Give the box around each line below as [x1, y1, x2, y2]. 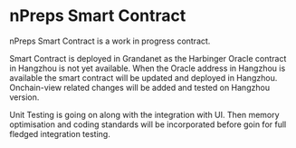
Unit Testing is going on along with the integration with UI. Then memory [9, 109, 280, 120]
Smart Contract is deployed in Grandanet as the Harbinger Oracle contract [9, 53, 287, 64]
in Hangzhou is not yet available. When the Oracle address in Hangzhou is [9, 63, 286, 74]
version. [9, 92, 40, 103]
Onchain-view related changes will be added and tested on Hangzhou [9, 82, 270, 93]
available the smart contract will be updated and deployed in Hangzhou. [9, 72, 278, 83]
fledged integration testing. [9, 128, 110, 139]
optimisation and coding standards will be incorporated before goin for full [9, 119, 287, 130]
